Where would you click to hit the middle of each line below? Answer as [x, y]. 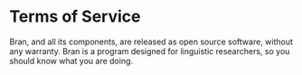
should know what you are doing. [71, 61]
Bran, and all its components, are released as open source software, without [151, 42]
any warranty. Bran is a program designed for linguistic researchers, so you [150, 51]
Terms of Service [75, 17]
